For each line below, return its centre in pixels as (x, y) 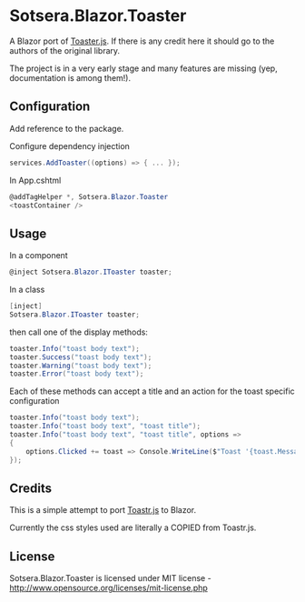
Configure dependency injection (69, 145)
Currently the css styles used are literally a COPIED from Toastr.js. (133, 527)
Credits (31, 488)
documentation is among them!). (70, 77)
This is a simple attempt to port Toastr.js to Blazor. (103, 510)
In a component (39, 256)
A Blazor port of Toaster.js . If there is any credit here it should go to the (142, 41)
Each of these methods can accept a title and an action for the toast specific (152, 391)
